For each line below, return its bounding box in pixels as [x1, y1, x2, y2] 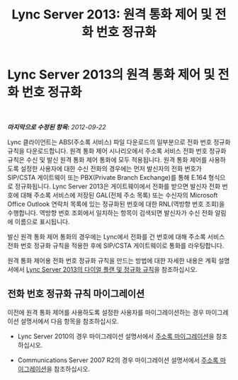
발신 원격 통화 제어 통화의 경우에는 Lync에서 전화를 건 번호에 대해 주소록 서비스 [7, 232, 225, 241]
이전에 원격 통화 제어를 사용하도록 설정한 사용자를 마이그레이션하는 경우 [7, 308, 204, 316]
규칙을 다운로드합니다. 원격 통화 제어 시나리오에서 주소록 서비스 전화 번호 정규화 [7, 146, 227, 155]
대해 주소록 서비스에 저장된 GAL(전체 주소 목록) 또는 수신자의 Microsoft [20, 190, 218, 199]
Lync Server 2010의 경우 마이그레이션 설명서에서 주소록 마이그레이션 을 [17, 332, 215, 340]
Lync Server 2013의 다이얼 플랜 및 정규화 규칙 [25, 265, 154, 273]
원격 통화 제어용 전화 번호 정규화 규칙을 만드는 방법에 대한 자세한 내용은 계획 [7, 256, 217, 265]
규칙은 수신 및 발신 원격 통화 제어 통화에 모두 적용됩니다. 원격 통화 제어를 [7, 155, 208, 163]
